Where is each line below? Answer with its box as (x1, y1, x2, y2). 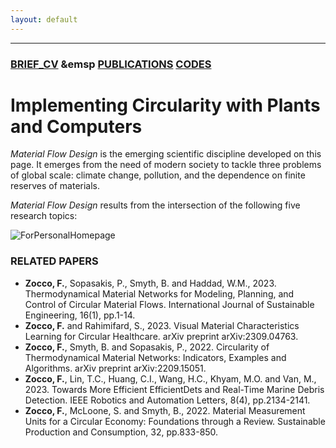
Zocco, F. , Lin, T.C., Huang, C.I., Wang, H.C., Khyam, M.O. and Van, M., (24, 372, 317, 385)
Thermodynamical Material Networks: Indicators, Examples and (24, 351, 287, 363)
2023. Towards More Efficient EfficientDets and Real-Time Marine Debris (24, 383, 325, 395)
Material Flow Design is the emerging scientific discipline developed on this (10, 148, 322, 160)
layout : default (10, 14, 78, 25)
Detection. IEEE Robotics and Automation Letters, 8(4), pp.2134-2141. (24, 394, 311, 406)
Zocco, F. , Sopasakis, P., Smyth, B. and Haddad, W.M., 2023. (24, 277, 277, 289)
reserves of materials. (10, 180, 101, 192)
